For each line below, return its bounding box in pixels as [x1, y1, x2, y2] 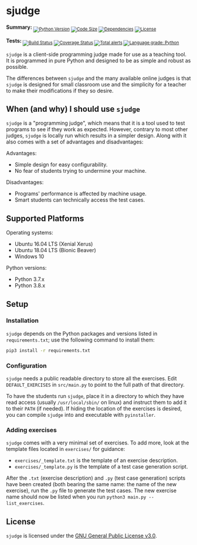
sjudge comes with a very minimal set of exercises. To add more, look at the [6, 439, 189, 446]
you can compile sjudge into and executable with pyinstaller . [6, 412, 156, 419]
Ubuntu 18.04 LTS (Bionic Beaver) [14, 247, 97, 254]
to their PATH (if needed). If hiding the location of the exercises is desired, [6, 405, 182, 412]
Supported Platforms [6, 213, 84, 223]
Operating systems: [6, 229, 54, 236]
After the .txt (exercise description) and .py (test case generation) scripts [6, 474, 186, 482]
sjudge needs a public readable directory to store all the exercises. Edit [6, 375, 177, 382]
